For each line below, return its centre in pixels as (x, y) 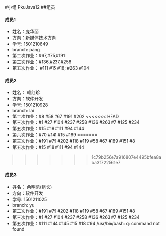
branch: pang (26, 50)
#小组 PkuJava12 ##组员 (30, 7)
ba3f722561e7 (106, 163)
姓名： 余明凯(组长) (32, 187)
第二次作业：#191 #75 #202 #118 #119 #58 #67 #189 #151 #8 (74, 211)
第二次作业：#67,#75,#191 (39, 56)
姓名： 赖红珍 (26, 92)
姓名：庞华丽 (25, 32)
